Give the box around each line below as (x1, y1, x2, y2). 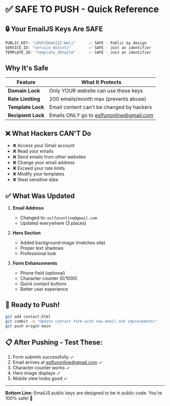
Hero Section (12, 230, 41, 236)
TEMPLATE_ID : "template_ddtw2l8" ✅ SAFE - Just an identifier (5, 49, 152, 55)
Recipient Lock (8, 112, 45, 119)
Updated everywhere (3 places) (20, 220, 87, 226)
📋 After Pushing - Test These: (5, 338, 103, 346)
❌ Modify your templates (12, 171, 65, 177)
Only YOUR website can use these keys (49, 87, 143, 94)
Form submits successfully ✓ (12, 354, 74, 360)
